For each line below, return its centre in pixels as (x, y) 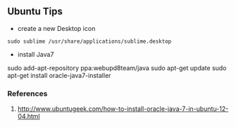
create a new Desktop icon (56, 28)
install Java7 (36, 54)
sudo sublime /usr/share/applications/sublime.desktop (89, 41)
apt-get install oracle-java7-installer (59, 75)
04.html (29, 116)
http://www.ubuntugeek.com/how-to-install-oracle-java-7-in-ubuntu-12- (123, 109)
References (27, 93)
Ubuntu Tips (35, 12)
